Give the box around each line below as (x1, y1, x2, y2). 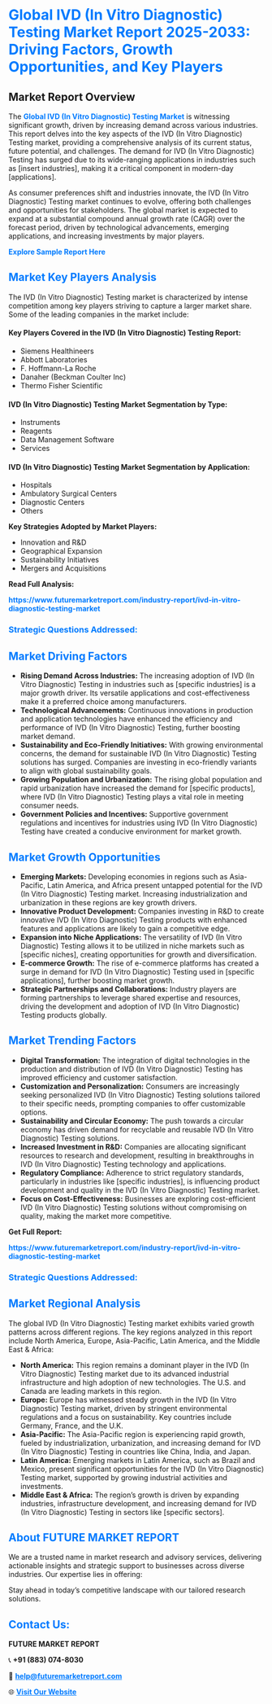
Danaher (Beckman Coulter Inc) (19, 372, 127, 382)
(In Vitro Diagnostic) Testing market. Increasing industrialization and (19, 889, 248, 899)
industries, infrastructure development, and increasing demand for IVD (19, 1498, 257, 1508)
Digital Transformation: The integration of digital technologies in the (19, 1055, 250, 1065)
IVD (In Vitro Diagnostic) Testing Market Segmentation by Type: (8, 399, 228, 409)
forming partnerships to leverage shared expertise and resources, (19, 992, 241, 1002)
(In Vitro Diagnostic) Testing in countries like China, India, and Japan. (19, 1447, 252, 1457)
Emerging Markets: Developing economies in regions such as (19, 871, 228, 881)
